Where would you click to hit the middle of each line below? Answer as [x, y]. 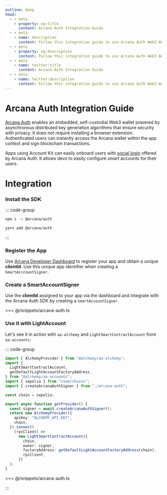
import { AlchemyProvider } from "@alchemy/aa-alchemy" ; [65, 358]
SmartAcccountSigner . [27, 272]
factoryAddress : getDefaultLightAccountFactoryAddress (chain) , [90, 450]
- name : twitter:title [38, 65]
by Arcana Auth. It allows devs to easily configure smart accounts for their [81, 158]
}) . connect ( [22, 427]
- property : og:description [43, 51]
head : [11, 14]
